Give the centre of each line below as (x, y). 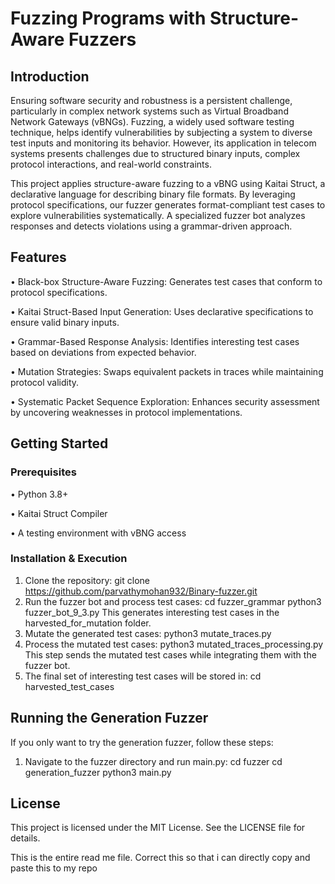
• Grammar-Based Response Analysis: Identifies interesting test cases (155, 341)
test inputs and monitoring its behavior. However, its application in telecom (163, 143)
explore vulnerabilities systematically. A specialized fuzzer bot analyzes (158, 215)
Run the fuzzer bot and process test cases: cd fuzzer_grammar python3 (173, 601)
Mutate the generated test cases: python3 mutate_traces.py (148, 633)
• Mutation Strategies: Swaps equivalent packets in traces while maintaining (167, 371)
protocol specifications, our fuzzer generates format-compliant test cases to (168, 205)
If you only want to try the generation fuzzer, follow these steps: (142, 742)
